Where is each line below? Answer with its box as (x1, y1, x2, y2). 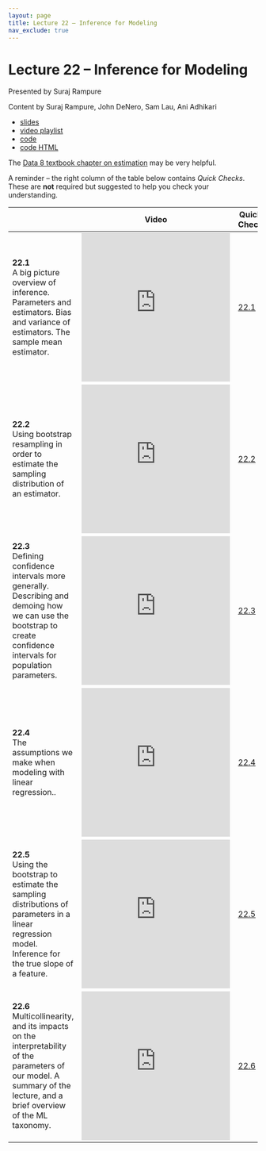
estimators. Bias (12, 307, 72, 318)
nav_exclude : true (8, 26, 69, 34)
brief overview (12, 1100, 66, 1111)
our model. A (12, 1070, 60, 1081)
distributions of (12, 899, 69, 910)
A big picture (12, 267, 60, 278)
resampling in (12, 439, 63, 450)
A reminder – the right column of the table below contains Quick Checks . (8, 174, 245, 183)
